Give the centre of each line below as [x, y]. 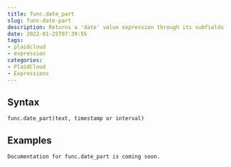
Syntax [23, 102]
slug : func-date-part [39, 21]
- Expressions [28, 73]
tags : [15, 41]
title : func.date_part [41, 14]
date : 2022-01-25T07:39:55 [47, 34]
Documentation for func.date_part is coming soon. [84, 157]
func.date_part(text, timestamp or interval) [76, 119]
